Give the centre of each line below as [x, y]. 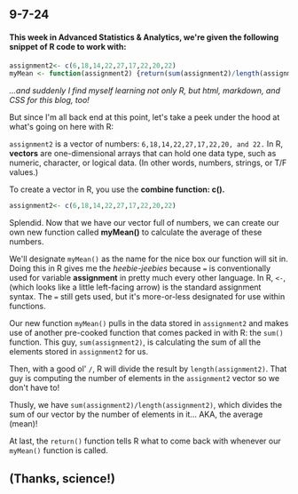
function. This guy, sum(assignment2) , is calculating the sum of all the [135, 342]
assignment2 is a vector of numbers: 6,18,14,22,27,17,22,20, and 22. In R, [146, 144]
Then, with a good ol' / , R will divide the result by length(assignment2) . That [148, 369]
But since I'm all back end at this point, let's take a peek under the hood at [145, 117]
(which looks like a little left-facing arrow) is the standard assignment [135, 287]
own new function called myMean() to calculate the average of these [136, 232]
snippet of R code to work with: [68, 46]
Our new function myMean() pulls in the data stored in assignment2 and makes [149, 323]
